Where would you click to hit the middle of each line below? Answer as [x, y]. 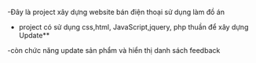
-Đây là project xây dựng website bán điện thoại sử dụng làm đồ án [116, 12]
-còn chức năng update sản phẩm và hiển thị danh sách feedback [114, 50]
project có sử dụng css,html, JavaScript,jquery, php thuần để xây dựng [133, 27]
